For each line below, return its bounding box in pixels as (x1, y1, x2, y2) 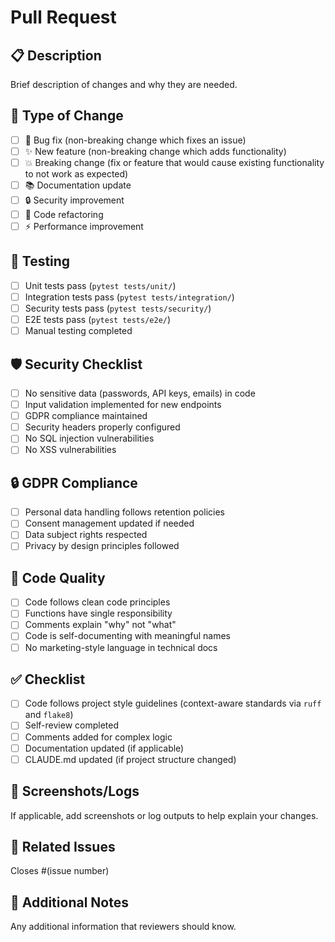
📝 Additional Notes (10, 894, 129, 911)
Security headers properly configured (24, 421, 181, 433)
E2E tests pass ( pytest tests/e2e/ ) (24, 314, 172, 326)
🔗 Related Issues (10, 838, 116, 855)
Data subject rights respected (24, 529, 148, 541)
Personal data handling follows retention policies (24, 506, 225, 518)
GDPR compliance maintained (24, 410, 148, 422)
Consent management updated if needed (24, 517, 195, 530)
